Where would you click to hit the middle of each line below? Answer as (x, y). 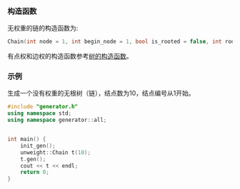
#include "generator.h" (43, 107)
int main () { (27, 139)
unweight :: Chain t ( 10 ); (56, 152)
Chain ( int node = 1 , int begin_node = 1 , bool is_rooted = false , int (115, 42)
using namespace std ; (40, 113)
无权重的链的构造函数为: (43, 28)
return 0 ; (35, 173)
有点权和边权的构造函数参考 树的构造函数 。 (70, 56)
